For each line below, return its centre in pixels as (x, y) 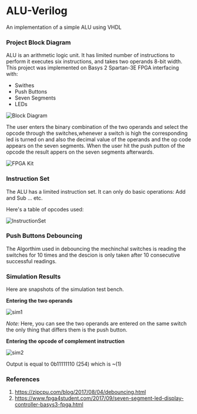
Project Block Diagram (39, 42)
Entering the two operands (39, 301)
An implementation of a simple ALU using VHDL (64, 27)
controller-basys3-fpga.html (49, 405)
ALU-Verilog (37, 11)
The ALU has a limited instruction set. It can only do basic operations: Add (96, 191)
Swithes (24, 85)
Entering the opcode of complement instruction (65, 341)
